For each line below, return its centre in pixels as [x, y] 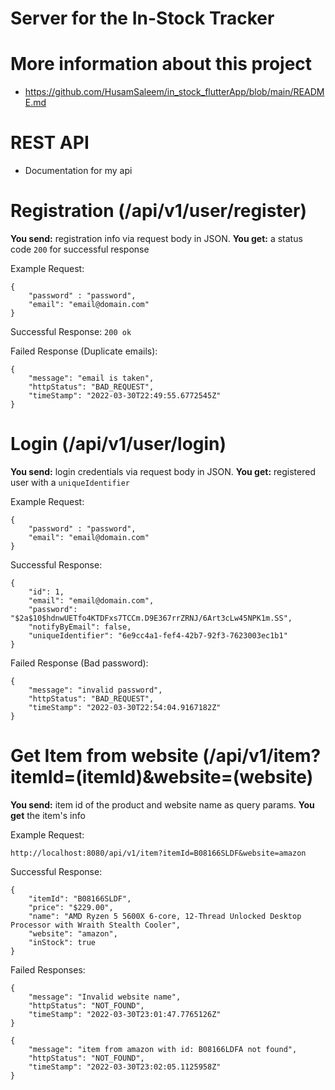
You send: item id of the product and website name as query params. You [162, 804]
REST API [50, 143]
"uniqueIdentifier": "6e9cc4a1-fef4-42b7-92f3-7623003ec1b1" [158, 635]
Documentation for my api [78, 171]
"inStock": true [62, 942]
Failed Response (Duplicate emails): [84, 351]
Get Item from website [104, 756]
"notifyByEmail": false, [80, 627]
